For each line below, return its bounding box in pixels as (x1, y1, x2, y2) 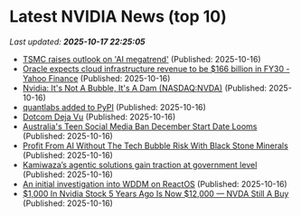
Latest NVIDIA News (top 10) (9, 6, 228, 27)
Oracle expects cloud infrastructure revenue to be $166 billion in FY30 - (22, 63, 290, 74)
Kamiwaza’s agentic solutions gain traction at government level (22, 159, 258, 170)
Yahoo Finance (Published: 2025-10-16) (22, 72, 171, 83)
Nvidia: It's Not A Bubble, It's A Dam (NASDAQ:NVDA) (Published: (22, 82, 268, 93)
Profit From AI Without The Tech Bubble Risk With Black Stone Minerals (22, 140, 289, 151)
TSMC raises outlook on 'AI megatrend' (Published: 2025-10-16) (22, 53, 261, 64)
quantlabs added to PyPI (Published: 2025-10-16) (22, 101, 206, 112)
